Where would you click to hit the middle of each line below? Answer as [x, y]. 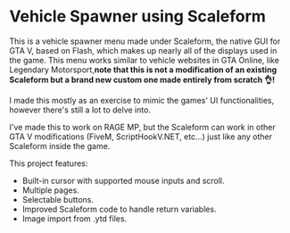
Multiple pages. [51, 190]
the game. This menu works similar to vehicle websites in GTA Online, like [144, 60]
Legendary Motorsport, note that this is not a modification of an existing [143, 70]
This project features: [49, 163]
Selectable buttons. [58, 199]
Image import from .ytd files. [75, 218]
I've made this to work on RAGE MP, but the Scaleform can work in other [143, 127]
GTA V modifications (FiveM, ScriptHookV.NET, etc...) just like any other [141, 137]
